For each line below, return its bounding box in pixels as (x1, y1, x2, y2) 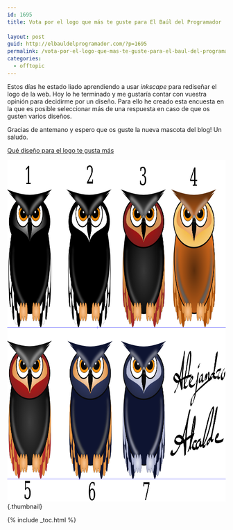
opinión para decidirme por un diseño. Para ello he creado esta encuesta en (7, 97, 224, 106)
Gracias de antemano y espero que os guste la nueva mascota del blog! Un (7, 125, 222, 133)
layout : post (7, 33, 45, 40)
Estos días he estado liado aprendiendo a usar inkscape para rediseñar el (7, 82, 217, 90)
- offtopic (13, 63, 45, 69)
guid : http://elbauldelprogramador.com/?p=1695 (7, 40, 148, 48)
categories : (7, 56, 42, 63)
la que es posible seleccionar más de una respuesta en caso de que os (7, 104, 210, 113)
